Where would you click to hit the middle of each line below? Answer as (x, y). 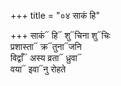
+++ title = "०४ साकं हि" (55, 15)
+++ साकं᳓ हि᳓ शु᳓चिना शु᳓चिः (60, 35)
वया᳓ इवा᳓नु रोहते (38, 69)
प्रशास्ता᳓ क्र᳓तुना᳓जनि (46, 46)
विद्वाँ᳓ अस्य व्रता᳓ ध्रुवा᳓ (46, 58)
